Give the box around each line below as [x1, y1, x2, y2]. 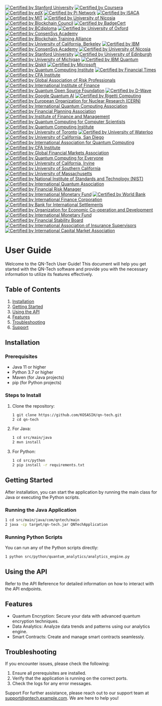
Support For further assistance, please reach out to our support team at [5, 690, 149, 696]
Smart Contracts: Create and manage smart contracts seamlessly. [12, 634, 145, 640]
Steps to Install [5, 392, 41, 399]
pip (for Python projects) [12, 380, 62, 386]
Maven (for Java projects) [12, 374, 64, 380]
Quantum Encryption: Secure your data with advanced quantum [12, 613, 141, 619]
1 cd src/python [12, 458, 45, 463]
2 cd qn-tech [12, 417, 39, 422]
